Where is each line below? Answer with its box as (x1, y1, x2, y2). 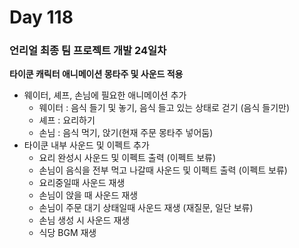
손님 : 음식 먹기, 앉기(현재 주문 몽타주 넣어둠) (38, 127, 214, 139)
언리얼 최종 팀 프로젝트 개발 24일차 (9, 44, 167, 58)
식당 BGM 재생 (38, 227, 97, 239)
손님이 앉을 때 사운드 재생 (38, 189, 139, 201)
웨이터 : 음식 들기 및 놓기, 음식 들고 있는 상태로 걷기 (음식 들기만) (38, 102, 291, 114)
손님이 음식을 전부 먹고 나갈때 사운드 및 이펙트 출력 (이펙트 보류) (38, 164, 288, 176)
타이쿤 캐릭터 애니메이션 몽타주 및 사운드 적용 (9, 68, 184, 80)
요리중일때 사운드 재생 (38, 177, 126, 189)
